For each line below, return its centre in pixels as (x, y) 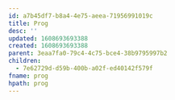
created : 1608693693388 (48, 46)
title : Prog (28, 23)
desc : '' (23, 31)
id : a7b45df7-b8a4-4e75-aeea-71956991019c (81, 16)
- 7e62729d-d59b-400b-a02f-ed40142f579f (84, 69)
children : (25, 61)
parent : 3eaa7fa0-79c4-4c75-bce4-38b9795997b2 (88, 53)
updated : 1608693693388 (48, 38)
